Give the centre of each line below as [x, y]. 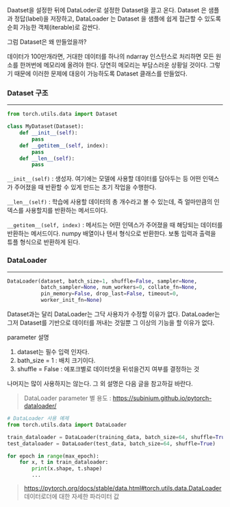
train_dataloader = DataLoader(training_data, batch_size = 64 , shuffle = [111, 437]
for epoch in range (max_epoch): [53, 456]
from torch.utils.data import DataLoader [67, 425]
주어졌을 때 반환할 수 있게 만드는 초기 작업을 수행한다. [85, 187]
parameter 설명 [28, 338]
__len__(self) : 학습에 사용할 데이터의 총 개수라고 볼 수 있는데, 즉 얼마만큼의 [110, 202]
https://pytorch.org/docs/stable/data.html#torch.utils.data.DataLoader [123, 488]
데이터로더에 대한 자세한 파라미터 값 [72, 497]
